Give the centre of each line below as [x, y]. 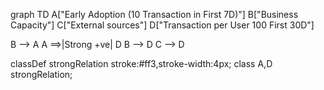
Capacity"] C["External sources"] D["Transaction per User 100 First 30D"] [162, 25]
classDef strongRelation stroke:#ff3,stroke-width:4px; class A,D [141, 63]
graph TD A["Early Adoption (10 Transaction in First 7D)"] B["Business [154, 14]
